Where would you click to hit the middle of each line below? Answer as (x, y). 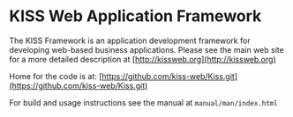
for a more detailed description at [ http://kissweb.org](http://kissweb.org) (143, 59)
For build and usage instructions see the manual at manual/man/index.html (143, 102)
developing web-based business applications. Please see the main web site (146, 49)
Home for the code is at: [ (56, 76)
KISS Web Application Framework (135, 16)
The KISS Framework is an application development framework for (130, 40)
